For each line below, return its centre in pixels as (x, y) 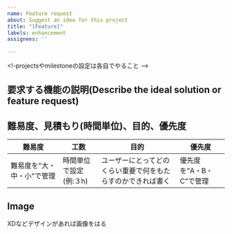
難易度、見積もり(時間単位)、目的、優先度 (97, 126)
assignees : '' (28, 39)
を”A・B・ (196, 171)
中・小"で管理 (33, 176)
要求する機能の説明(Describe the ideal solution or (114, 89)
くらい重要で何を (129, 171)
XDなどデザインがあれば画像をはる (57, 224)
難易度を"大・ (33, 166)
